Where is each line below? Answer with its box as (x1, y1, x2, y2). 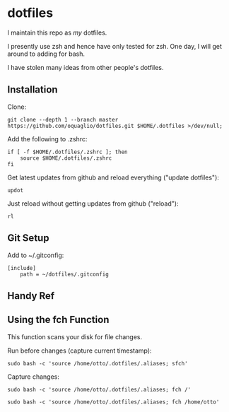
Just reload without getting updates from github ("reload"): (7, 199, 179, 208)
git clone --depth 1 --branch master (7, 116, 119, 123)
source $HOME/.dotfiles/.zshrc (20, 154, 112, 162)
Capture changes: (7, 372, 60, 381)
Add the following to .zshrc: (7, 134, 88, 143)
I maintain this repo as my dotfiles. (7, 28, 107, 37)
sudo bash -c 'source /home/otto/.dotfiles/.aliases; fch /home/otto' (7, 398, 220, 406)
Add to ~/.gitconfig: (7, 251, 64, 259)
